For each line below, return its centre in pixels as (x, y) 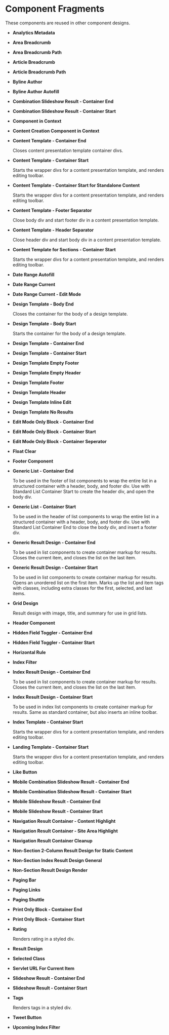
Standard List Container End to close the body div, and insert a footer (85, 527)
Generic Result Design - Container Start (55, 567)
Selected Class (29, 959)
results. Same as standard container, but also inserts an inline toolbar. (85, 712)
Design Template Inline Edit (42, 402)
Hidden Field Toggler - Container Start (54, 642)
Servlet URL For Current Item (44, 968)
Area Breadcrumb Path (37, 52)
